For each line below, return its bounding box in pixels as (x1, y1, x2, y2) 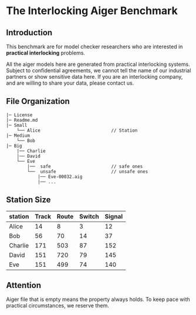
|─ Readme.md (6, 117, 38, 123)
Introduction (6, 28, 53, 38)
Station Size (6, 195, 51, 205)
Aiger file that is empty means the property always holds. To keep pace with (6, 296, 191, 303)
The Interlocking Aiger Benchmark (6, 4, 178, 18)
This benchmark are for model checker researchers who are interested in (6, 43, 183, 50)
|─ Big (6, 143, 22, 149)
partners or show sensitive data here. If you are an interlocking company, (6, 73, 183, 80)
